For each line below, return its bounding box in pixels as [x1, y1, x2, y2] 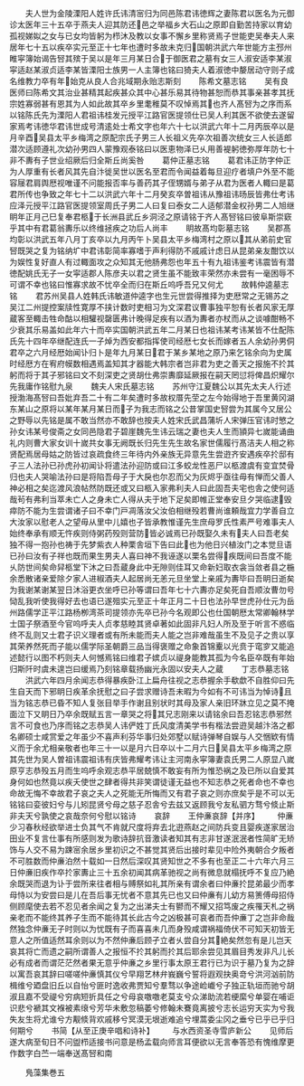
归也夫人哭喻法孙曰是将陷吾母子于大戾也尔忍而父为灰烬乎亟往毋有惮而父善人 [9, 471, 295, 482]
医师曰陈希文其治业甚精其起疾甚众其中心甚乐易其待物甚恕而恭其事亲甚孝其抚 [9, 87, 295, 98]
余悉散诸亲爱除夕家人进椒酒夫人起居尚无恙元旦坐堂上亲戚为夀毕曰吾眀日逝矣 [9, 573, 295, 583]
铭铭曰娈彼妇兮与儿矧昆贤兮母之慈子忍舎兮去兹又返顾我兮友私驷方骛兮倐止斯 [9, 799, 295, 809]
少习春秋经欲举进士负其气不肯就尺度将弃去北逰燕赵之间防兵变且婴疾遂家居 [9, 822, 287, 832]
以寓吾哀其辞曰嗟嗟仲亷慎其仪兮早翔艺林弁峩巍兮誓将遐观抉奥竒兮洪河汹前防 [9, 968, 295, 979]
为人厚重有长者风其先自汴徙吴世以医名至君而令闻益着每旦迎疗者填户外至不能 [9, 166, 295, 176]
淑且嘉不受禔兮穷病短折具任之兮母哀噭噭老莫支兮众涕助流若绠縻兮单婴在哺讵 [9, 991, 295, 1002]
